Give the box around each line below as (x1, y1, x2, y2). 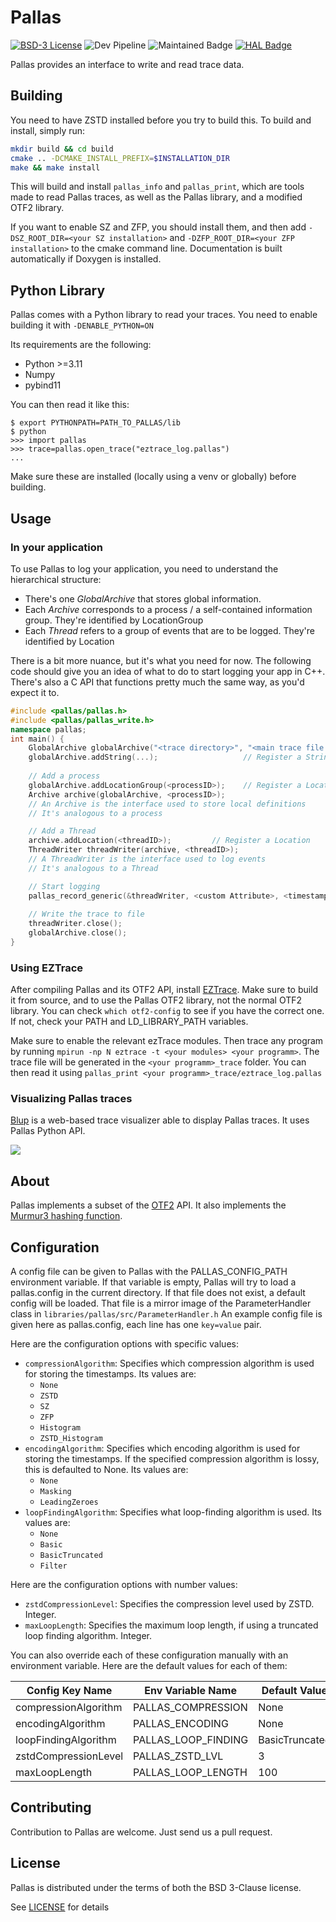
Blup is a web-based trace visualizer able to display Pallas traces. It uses (10, 1114, 310, 1126)
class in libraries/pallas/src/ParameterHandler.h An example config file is (10, 1308, 323, 1320)
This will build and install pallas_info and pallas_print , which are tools (10, 181, 305, 193)
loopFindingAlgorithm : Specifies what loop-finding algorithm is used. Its (24, 1506, 323, 1518)
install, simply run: (10, 124, 86, 136)
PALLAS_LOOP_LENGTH (133, 1766, 248, 1780)
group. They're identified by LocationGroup (24, 614, 204, 626)
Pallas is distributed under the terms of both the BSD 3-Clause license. (10, 1881, 302, 1893)
